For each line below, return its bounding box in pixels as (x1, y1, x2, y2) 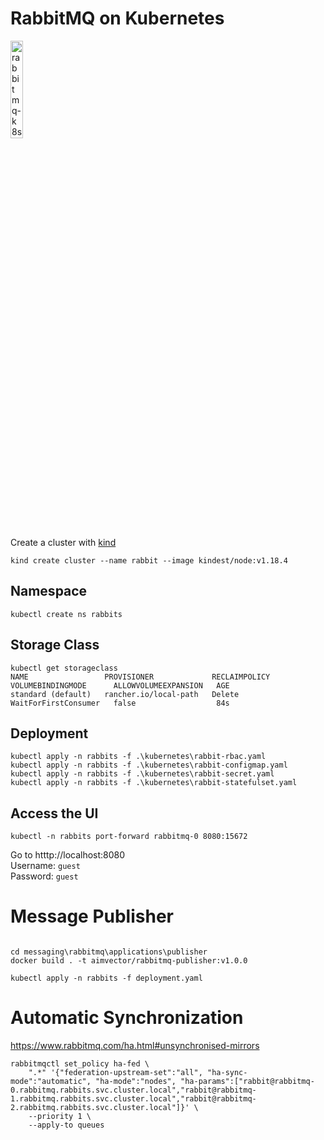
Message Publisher (10, 905, 174, 928)
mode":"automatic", (10, 1077, 92, 1087)
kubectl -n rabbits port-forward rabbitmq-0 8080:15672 (10, 832, 248, 842)
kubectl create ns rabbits (10, 609, 123, 619)
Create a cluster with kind (10, 536, 117, 548)
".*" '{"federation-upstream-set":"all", (28, 1068, 203, 1078)
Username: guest (10, 860, 81, 872)
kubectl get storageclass (10, 663, 118, 673)
